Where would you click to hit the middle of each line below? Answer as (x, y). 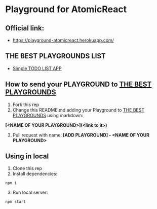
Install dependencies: (35, 174)
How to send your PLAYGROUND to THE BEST (78, 84)
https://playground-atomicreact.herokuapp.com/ (63, 40)
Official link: (25, 28)
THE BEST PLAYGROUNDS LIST (56, 56)
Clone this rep (27, 168)
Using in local (27, 156)
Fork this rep (26, 104)
